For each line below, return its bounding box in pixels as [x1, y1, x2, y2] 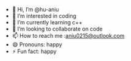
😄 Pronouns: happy [12, 41, 63, 48]
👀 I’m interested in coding [12, 12, 77, 20]
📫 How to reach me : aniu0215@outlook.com [12, 32, 125, 39]
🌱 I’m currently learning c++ [12, 19, 83, 26]
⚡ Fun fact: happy [12, 48, 57, 55]
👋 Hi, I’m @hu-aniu [12, 6, 59, 13]
